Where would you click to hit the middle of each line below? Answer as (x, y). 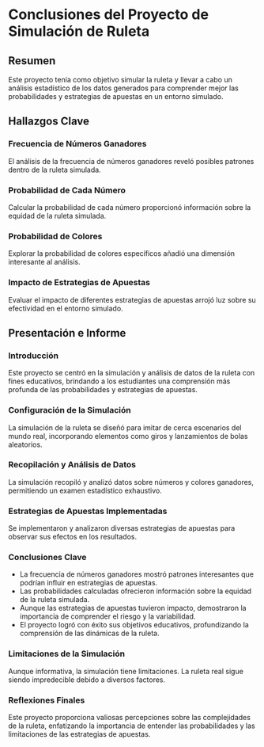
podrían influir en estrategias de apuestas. (89, 583)
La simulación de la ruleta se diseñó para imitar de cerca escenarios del (125, 427)
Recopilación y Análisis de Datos (72, 465)
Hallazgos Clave (49, 122)
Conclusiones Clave (47, 558)
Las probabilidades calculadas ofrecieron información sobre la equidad (135, 591)
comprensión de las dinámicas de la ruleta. (89, 633)
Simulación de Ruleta (79, 31)
